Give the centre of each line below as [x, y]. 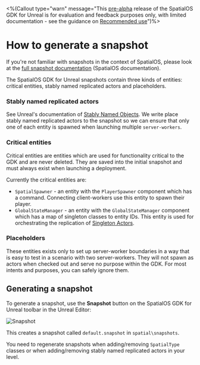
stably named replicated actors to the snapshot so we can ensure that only [98, 121]
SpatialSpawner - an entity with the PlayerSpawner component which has [103, 191]
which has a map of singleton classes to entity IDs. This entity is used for [104, 216]
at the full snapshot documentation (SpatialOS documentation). [83, 68]
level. [13, 357]
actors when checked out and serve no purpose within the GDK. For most [96, 264]
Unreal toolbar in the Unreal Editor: [49, 310]
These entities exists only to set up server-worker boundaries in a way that [98, 251]
